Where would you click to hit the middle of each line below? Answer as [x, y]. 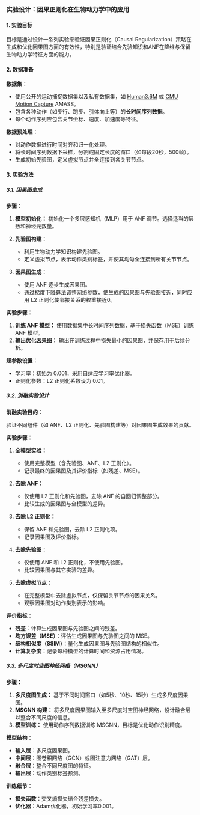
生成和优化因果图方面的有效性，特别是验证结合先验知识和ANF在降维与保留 [98, 47]
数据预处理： [22, 132]
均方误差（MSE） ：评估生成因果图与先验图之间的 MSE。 [84, 636]
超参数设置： [22, 360]
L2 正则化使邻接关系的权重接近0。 [73, 299]
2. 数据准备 [20, 69]
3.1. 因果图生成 [24, 189]
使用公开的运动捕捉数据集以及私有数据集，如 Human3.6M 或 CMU [96, 97]
